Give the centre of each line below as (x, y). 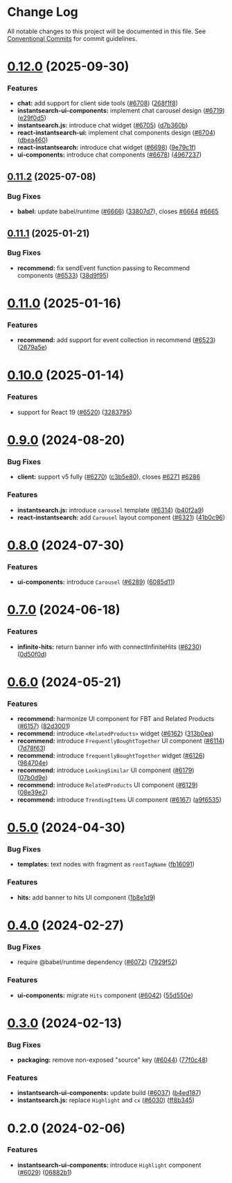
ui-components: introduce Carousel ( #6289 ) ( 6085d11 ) (96, 582)
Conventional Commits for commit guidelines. (72, 38)
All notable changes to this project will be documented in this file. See (107, 31)
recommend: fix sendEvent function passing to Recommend (104, 268)
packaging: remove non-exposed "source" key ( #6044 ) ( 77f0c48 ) (113, 1060)
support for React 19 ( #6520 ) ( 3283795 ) (75, 412)
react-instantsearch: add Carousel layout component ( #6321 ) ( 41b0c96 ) (121, 517)
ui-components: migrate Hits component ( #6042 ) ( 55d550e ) (105, 995)
